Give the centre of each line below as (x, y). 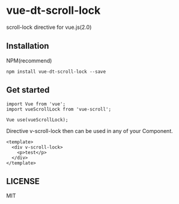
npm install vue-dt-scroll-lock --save (56, 72)
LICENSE (23, 181)
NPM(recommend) (29, 60)
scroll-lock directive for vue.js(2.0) (49, 27)
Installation (28, 46)
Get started (28, 90)
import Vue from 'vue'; (36, 104)
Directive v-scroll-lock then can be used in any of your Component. (89, 131)
